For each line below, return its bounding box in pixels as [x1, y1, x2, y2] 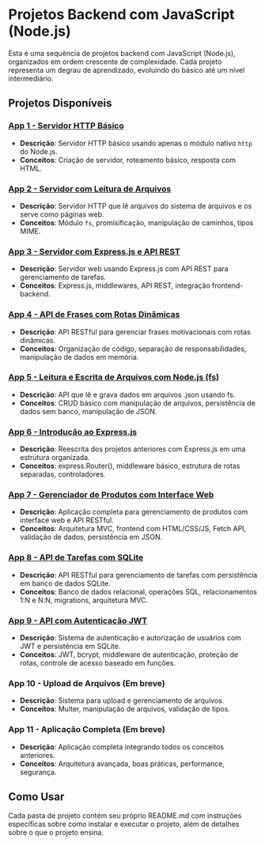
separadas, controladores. [19, 470, 106, 479]
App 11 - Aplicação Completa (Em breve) [8, 724, 166, 735]
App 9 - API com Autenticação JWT [8, 615, 148, 626]
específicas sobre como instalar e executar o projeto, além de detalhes [8, 820, 240, 829]
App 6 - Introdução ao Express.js [8, 426, 138, 437]
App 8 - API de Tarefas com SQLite [8, 552, 144, 563]
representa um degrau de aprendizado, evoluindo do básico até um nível [8, 65, 245, 74]
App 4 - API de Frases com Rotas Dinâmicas [8, 309, 180, 320]
